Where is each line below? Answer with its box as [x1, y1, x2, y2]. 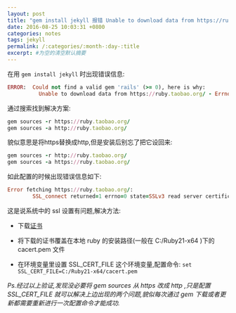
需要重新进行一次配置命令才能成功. [19, 298, 121, 307]
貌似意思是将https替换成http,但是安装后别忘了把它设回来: [7, 138, 173, 146]
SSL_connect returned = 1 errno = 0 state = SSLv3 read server [32, 193, 202, 200]
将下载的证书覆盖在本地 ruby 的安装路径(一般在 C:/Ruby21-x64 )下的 [17, 236, 215, 245]
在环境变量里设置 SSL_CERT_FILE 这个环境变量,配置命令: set [17, 260, 192, 268]
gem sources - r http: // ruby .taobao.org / [7, 152, 128, 159]
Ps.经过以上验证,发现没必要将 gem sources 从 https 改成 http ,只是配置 [7, 281, 211, 289]
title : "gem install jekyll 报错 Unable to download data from [7, 17, 195, 24]
